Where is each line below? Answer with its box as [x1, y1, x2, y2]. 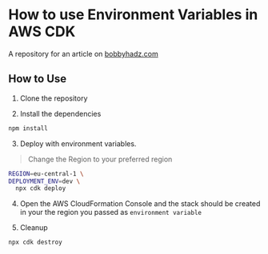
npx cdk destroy [8, 238, 62, 247]
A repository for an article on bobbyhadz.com [8, 49, 158, 58]
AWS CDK [8, 22, 76, 41]
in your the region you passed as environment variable [19, 208, 202, 217]
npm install [8, 124, 48, 133]
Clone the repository [19, 93, 88, 103]
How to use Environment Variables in [8, 6, 258, 24]
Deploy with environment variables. [19, 138, 137, 149]
